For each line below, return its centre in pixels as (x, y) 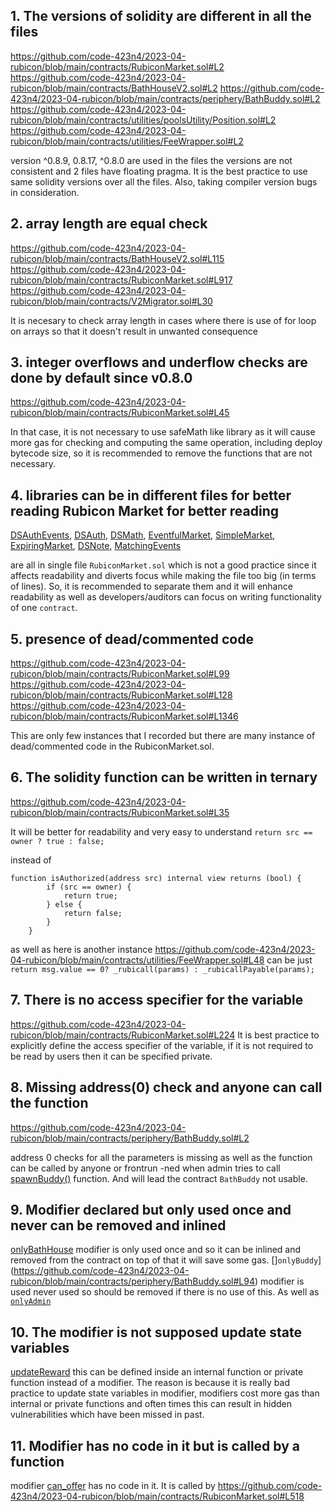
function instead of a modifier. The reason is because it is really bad (150, 1383)
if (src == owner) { (89, 887)
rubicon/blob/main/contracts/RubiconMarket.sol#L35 (120, 812)
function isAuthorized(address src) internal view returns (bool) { (156, 878)
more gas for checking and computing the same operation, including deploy (166, 443)
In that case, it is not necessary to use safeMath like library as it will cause (163, 432)
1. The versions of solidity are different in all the (161, 16)
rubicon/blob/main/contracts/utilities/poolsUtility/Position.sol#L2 (143, 120)
